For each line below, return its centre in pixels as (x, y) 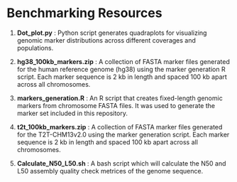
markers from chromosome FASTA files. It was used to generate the (116, 105)
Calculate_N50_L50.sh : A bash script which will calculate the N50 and (121, 163)
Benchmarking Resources (84, 13)
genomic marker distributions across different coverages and (106, 40)
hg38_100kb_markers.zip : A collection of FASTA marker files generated (123, 61)
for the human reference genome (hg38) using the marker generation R (121, 69)
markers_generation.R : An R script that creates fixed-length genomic (120, 98)
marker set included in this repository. (72, 113)
